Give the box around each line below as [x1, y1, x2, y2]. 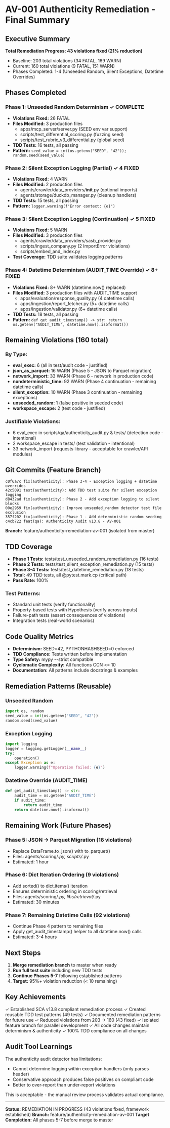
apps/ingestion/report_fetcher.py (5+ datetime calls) [20, 300, 129, 307]
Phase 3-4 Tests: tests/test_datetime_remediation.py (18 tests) [12, 567, 144, 573]
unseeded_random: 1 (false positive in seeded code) [12, 400, 123, 406]
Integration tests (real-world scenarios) [12, 617, 95, 623]
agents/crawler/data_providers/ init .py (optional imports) [20, 186, 138, 193]
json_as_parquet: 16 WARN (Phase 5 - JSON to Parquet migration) [12, 368, 152, 374]
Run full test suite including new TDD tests [12, 967, 103, 973]
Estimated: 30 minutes [12, 899, 60, 905]
